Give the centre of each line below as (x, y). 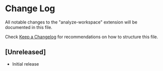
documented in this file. (29, 27)
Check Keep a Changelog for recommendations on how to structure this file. (82, 37)
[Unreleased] (26, 52)
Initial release (25, 64)
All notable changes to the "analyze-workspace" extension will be (71, 22)
